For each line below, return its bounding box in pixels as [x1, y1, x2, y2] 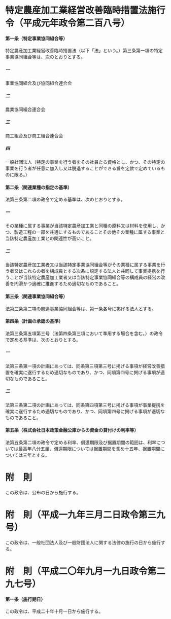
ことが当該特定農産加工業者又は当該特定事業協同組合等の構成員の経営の [9, 274, 161, 280]
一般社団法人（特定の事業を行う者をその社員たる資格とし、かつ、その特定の [5, 159, 165, 165]
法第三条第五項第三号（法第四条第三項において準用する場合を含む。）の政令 [5, 330, 163, 336]
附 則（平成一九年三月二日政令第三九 [5, 509, 166, 521]
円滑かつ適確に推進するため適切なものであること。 [14, 281, 121, 287]
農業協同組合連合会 [5, 106, 46, 113]
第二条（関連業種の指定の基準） [5, 184, 72, 190]
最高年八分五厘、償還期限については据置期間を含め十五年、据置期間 [18, 446, 161, 452]
